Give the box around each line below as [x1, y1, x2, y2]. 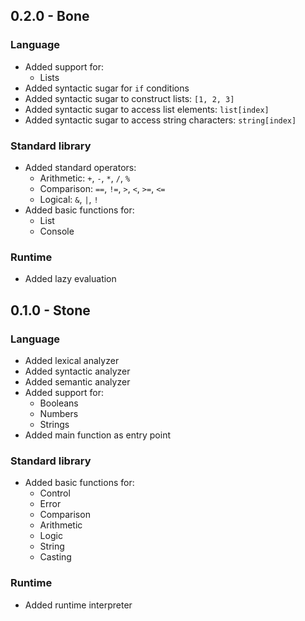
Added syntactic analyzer [24, 365, 131, 377]
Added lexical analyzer [24, 354, 120, 366]
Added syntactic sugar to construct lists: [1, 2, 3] [24, 92, 235, 104]
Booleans [39, 397, 79, 409]
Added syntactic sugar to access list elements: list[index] [24, 103, 270, 115]
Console [39, 225, 75, 237]
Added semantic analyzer [24, 375, 131, 388]
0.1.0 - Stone [10, 302, 91, 319]
